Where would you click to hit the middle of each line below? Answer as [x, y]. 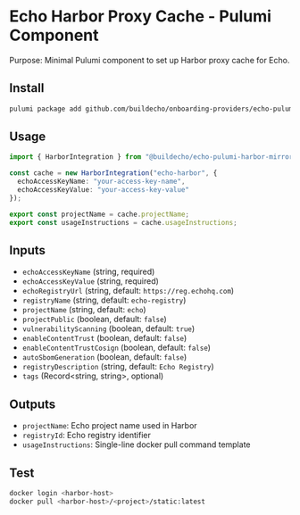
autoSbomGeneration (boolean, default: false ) [104, 357]
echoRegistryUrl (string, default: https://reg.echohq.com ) [128, 291]
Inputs [28, 250]
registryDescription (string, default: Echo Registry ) [118, 367]
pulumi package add [46, 109]
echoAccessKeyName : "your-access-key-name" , [101, 182]
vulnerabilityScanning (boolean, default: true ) [108, 328]
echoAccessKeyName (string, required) [88, 272]
